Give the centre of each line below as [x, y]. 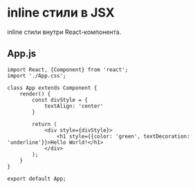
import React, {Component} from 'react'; [68, 70]
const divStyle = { [60, 100]
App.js [22, 54]
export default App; [37, 179]
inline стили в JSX [61, 13]
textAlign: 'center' [74, 106]
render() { [35, 94]
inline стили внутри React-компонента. [64, 32]
